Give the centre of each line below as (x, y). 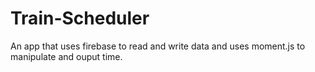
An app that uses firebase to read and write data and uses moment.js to (158, 46)
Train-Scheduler (80, 18)
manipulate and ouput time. (66, 56)
